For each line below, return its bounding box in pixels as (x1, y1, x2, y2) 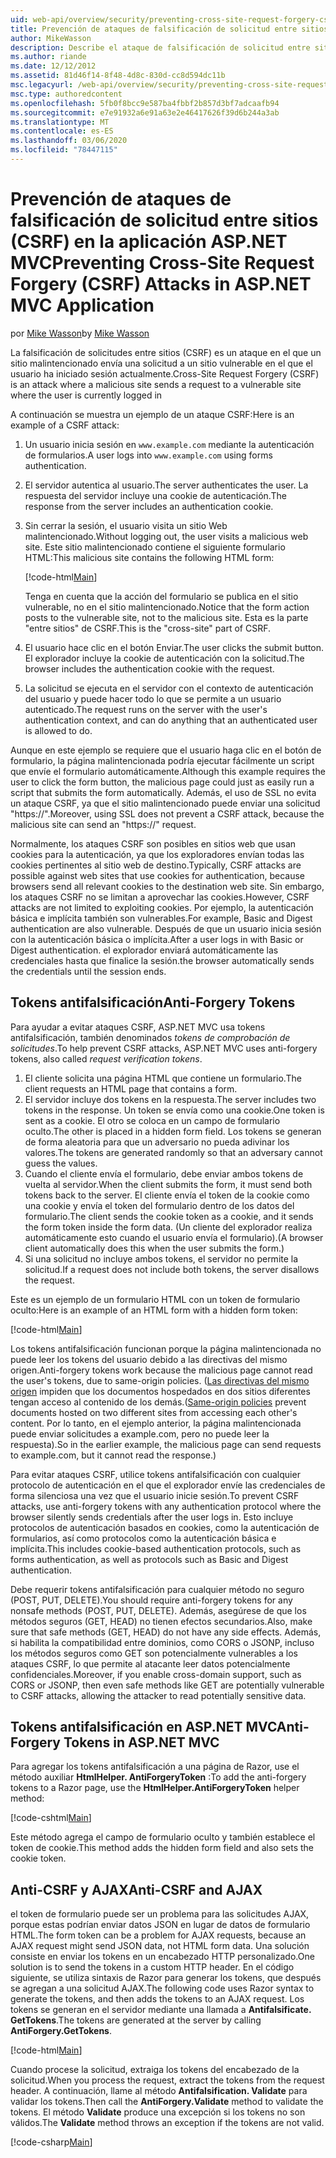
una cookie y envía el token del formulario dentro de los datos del (24, 1199, 295, 1211)
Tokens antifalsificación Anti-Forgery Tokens (10, 994, 296, 1011)
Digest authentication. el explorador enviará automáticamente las (10, 944, 279, 956)
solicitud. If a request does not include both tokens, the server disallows (24, 1263, 320, 1275)
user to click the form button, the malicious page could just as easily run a (10, 776, 315, 788)
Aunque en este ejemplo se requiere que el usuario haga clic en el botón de (10, 744, 322, 756)
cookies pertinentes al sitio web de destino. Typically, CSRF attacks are (10, 859, 302, 871)
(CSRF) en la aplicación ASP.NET (10, 231, 288, 253)
